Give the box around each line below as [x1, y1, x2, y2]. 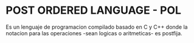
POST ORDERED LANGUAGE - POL [5, 4, 182, 17]
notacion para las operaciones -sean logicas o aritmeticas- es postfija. [5, 29, 183, 36]
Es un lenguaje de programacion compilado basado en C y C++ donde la [5, 23, 188, 30]
